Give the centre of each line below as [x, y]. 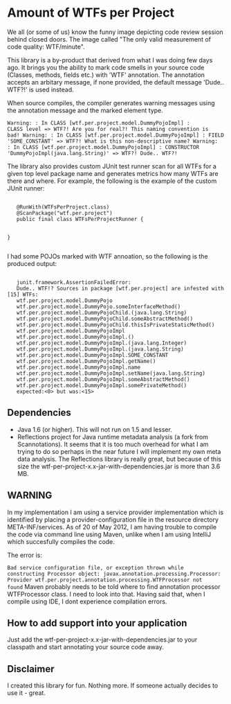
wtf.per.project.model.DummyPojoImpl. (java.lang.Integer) [102, 343]
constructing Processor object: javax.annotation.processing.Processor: [114, 574]
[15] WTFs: [23, 294]
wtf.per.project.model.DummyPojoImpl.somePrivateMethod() [102, 385]
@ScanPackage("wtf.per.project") [64, 213]
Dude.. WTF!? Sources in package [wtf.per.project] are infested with [120, 288]
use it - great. [27, 693]
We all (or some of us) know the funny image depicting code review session [115, 32]
